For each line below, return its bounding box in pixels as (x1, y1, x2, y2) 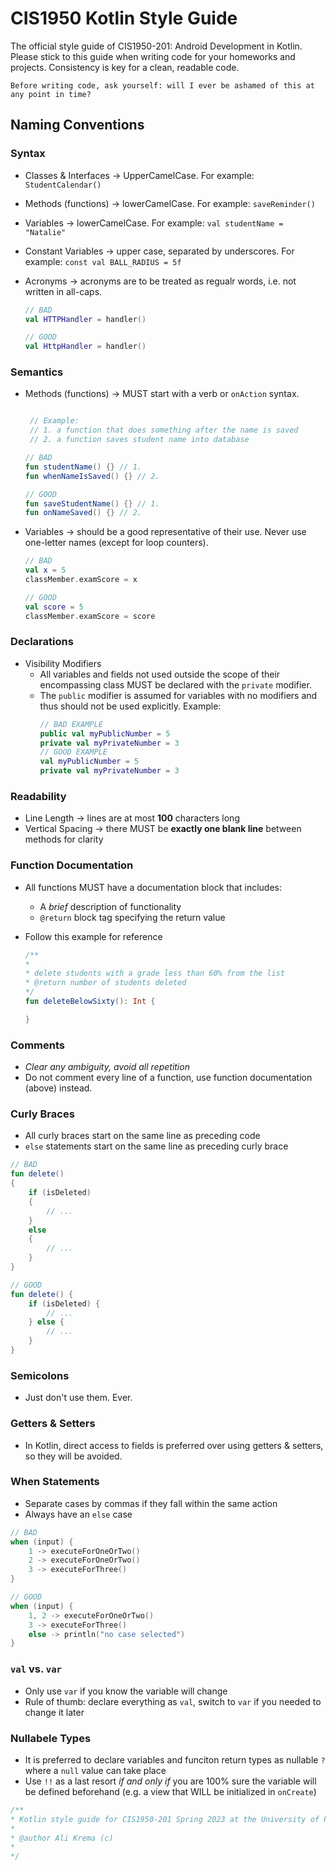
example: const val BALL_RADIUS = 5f (24, 255, 182, 267)
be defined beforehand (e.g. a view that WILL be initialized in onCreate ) (24, 1785, 317, 1797)
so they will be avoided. (24, 1450, 123, 1462)
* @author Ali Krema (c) (10, 1833, 114, 1843)
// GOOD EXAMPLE (39, 747, 108, 757)
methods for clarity (24, 833, 104, 846)
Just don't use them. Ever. (24, 1392, 133, 1404)
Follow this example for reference (24, 930, 163, 942)
